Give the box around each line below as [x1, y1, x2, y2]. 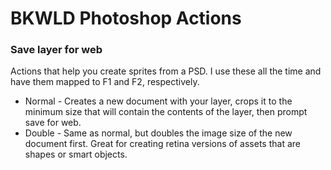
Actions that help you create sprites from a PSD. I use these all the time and [10, 65, 322, 77]
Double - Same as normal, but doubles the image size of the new [24, 127, 293, 139]
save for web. [24, 117, 82, 129]
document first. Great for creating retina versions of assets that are [24, 138, 301, 150]
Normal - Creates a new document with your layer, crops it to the [24, 95, 293, 107]
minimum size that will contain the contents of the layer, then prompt [24, 106, 308, 118]
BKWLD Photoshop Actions [10, 7, 242, 30]
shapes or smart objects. [24, 148, 128, 161]
